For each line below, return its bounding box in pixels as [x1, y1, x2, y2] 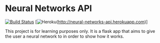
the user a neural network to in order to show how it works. [5, 33, 124, 39]
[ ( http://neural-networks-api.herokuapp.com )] [35, 19, 148, 25]
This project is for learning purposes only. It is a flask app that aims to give [5, 28, 156, 34]
